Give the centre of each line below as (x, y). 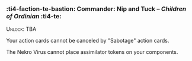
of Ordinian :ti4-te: (34, 16)
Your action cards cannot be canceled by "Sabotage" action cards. (88, 41)
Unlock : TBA (21, 29)
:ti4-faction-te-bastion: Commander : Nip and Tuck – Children (96, 9)
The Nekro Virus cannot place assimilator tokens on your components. (92, 52)
